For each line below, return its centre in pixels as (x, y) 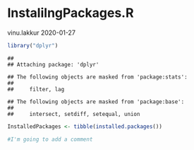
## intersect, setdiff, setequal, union (74, 114)
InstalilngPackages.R (71, 13)
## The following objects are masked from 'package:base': (96, 102)
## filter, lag (36, 89)
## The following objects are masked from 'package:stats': (98, 77)
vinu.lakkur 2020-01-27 (42, 33)
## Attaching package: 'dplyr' (53, 64)
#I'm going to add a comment (50, 139)
